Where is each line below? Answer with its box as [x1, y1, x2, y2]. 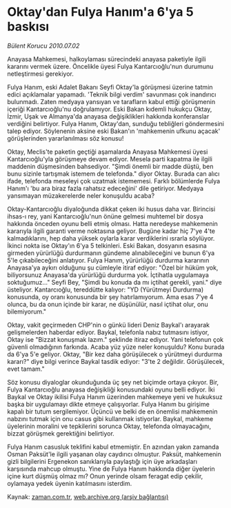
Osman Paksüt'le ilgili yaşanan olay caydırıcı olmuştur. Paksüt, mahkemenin [7, 449, 222, 458]
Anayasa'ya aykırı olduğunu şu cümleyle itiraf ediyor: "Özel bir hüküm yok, [7, 263, 219, 272]
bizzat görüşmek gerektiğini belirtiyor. [7, 429, 115, 438]
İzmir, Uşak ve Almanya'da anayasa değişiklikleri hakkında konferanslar [7, 112, 210, 121]
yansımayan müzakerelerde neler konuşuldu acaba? [7, 191, 155, 200]
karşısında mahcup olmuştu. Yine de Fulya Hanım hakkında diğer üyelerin [7, 465, 215, 473]
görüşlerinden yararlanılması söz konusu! [7, 134, 124, 142]
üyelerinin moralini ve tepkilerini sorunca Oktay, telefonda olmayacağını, [7, 422, 212, 430]
